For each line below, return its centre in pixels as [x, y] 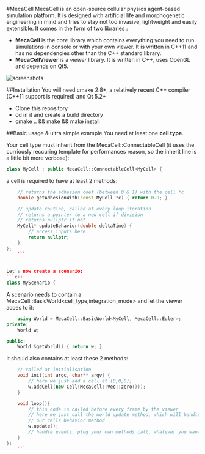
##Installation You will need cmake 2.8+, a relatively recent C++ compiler [98, 90]
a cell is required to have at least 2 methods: [62, 180]
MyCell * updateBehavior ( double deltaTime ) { [75, 226]
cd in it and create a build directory [59, 115]
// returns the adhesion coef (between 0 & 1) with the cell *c [101, 192]
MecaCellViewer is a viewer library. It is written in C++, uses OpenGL [103, 60]
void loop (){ [34, 403]
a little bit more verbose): [38, 158]
